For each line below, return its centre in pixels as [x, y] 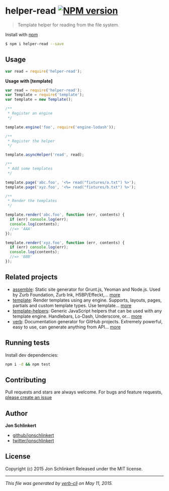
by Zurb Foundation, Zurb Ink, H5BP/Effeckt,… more [66, 294]
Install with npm [22, 34]
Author [16, 413]
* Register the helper [31, 141]
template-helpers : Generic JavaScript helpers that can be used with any [87, 311]
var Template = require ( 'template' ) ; [45, 95]
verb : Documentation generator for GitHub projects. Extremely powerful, [88, 321]
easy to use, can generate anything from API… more [66, 327]
